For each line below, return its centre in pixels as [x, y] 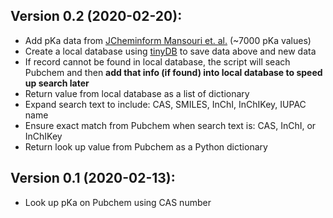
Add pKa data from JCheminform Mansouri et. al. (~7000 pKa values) [168, 40]
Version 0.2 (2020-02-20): [96, 16]
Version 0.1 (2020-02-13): [93, 178]
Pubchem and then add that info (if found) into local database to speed [173, 72]
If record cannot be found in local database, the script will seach [157, 61]
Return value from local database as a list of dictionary [137, 93]
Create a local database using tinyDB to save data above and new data [170, 51]
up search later [57, 83]
